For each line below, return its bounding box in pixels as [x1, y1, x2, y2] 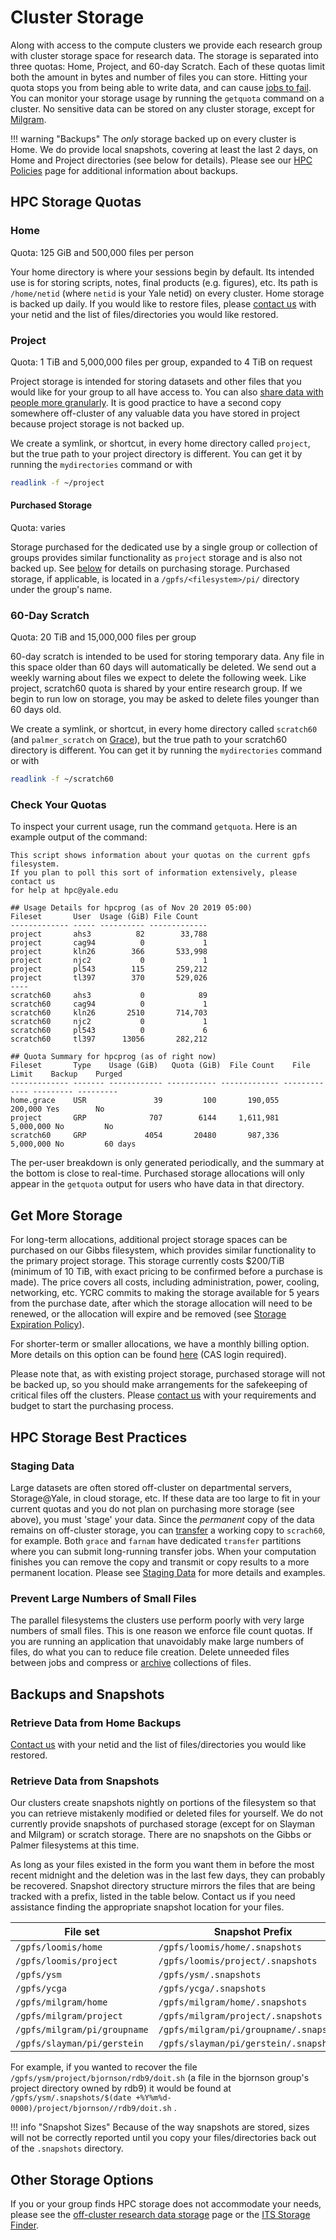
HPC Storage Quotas [10, 194, 142, 211]
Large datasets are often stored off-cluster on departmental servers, [10, 1481, 292, 1493]
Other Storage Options [10, 2171, 154, 2188]
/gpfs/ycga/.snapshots [158, 1983, 267, 1995]
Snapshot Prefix [213, 1925, 293, 1939]
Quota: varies [10, 522, 66, 533]
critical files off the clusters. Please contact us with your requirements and [10, 1389, 317, 1401]
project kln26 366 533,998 [10, 947, 208, 957]
